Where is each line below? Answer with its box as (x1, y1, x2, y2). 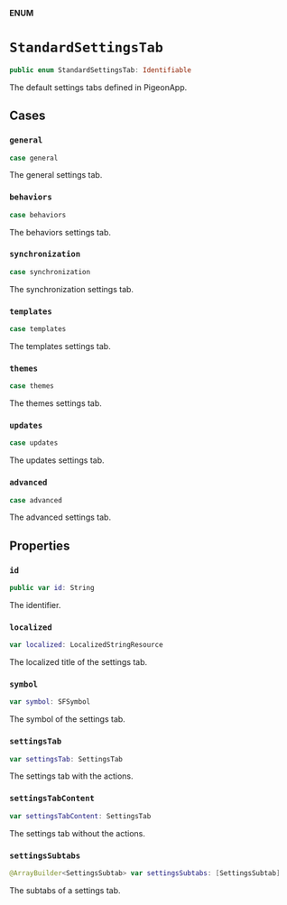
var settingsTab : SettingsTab (9, 754, 124, 763)
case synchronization (9, 267, 91, 276)
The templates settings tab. (9, 340, 111, 351)
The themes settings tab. (9, 398, 102, 409)
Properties (9, 538, 70, 553)
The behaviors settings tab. (9, 226, 111, 237)
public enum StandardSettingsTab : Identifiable (9, 65, 192, 75)
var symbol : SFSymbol (9, 697, 91, 706)
